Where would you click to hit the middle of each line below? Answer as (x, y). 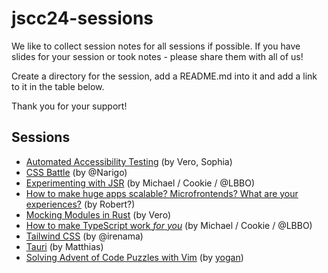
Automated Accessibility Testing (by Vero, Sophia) (129, 161)
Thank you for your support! (69, 106)
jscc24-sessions (82, 18)
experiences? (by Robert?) (80, 204)
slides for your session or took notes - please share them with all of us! (157, 56)
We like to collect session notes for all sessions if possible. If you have (156, 46)
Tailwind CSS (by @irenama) (84, 236)
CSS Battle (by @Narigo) (76, 172)
